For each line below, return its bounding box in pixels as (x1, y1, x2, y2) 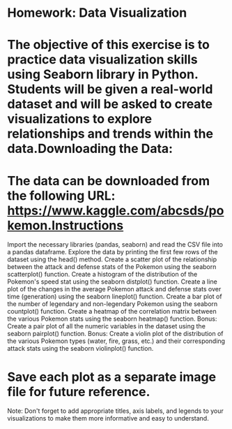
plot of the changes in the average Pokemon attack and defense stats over (7, 285, 222, 293)
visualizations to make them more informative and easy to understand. (7, 414, 209, 423)
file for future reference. (7, 384, 150, 400)
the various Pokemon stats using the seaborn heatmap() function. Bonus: (7, 314, 217, 323)
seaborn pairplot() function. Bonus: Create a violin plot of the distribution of (7, 330, 224, 338)
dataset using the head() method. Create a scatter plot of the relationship (7, 255, 217, 263)
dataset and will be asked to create (7, 96, 213, 112)
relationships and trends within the (7, 126, 214, 142)
